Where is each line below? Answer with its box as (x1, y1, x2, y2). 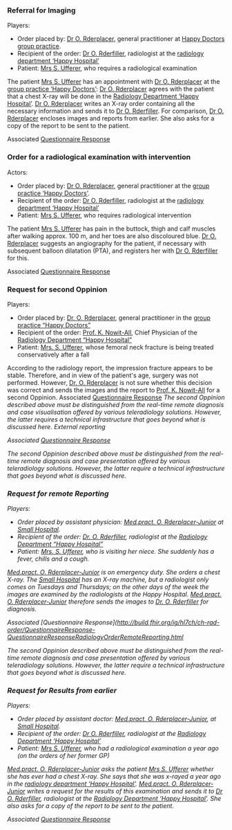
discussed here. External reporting (7, 422, 106, 431)
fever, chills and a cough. (17, 554, 90, 563)
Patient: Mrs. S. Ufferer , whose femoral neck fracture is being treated (17, 343, 214, 351)
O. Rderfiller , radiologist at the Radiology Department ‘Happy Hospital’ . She (7, 795, 222, 803)
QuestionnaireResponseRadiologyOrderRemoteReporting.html (7, 633, 184, 642)
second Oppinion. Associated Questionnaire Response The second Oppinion (7, 393, 225, 402)
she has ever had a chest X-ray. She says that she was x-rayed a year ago (7, 773, 221, 781)
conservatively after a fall (17, 350, 90, 359)
